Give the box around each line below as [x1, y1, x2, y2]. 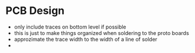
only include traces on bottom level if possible [14, 23, 126, 30]
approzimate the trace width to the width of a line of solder [14, 36, 158, 43]
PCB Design [5, 4, 65, 17]
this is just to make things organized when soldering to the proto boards [14, 29, 190, 36]
